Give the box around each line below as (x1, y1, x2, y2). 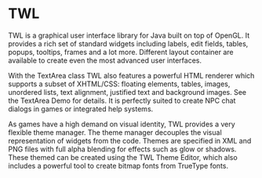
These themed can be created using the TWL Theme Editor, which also (8, 152, 238, 162)
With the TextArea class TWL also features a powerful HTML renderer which (8, 71, 255, 80)
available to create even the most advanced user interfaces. (8, 56, 202, 65)
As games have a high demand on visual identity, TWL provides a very (8, 119, 235, 129)
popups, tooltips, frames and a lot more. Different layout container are (8, 47, 234, 56)
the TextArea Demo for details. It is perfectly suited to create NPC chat (8, 96, 236, 105)
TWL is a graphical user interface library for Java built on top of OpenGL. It (8, 31, 250, 40)
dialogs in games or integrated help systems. (8, 104, 154, 114)
